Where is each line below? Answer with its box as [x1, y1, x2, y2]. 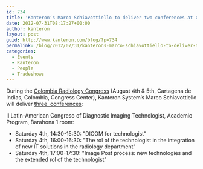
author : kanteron [6, 25, 50, 32]
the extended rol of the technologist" [14, 156, 107, 164]
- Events [11, 54, 34, 60]
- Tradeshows [11, 71, 45, 77]
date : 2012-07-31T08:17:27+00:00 [6, 20, 91, 26]
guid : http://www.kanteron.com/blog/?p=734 [6, 37, 118, 43]
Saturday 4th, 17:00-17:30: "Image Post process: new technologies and [14, 150, 192, 157]
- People [11, 65, 34, 71]
